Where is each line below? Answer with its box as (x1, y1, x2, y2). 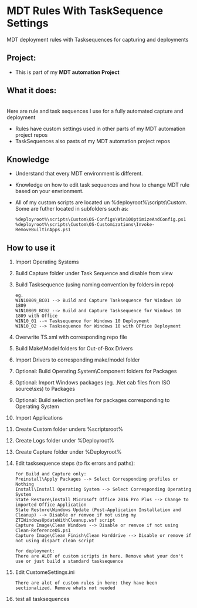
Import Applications (15, 414, 63, 421)
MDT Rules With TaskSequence (6, 4, 164, 18)
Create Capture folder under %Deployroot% (15, 448, 122, 455)
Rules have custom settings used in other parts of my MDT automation (15, 125, 186, 132)
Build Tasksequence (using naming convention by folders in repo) (15, 281, 174, 288)
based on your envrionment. (15, 188, 84, 195)
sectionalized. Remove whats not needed (15, 585, 116, 591)
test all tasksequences (15, 596, 70, 603)
